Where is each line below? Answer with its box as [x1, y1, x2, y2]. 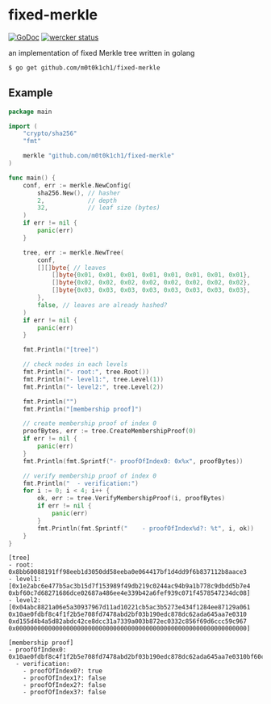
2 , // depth [37, 196, 117, 204]
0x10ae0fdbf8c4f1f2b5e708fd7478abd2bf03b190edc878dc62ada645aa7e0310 [8, 610, 248, 619]
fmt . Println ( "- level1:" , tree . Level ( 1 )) [23, 375, 164, 383]
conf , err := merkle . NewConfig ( [23, 181, 131, 189]
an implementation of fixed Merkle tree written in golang [8, 48, 195, 57]
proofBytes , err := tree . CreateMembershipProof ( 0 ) [23, 427, 197, 436]
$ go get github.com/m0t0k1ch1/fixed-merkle [8, 63, 161, 72]
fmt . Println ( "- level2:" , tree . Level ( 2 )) [23, 382, 164, 391]
